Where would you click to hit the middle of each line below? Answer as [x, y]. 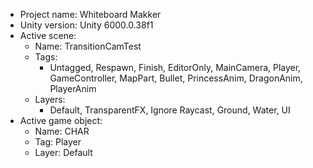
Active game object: [61, 120]
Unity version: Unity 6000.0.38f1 [86, 25]
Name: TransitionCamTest [88, 46]
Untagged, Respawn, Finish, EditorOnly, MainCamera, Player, [175, 67]
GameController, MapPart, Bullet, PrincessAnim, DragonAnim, [176, 78]
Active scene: [48, 35]
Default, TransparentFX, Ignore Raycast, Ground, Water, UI [170, 110]
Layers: [50, 99]
